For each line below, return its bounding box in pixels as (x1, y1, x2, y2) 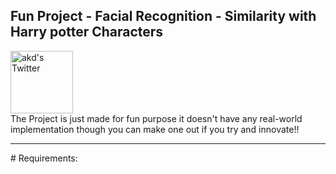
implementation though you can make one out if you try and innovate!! (10, 123, 300, 135)
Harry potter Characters (10, 24, 164, 41)
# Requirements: (10, 152, 78, 164)
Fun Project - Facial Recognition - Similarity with (10, 8, 317, 25)
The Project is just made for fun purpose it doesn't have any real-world (10, 112, 303, 124)
